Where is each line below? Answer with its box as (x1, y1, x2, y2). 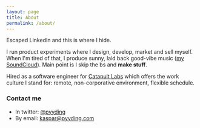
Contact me (6, 94, 42, 103)
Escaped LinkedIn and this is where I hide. (6, 37, 112, 44)
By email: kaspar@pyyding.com (15, 114, 95, 121)
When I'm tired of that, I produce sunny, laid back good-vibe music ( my (6, 55, 184, 62)
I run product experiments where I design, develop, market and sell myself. (6, 48, 193, 56)
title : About (6, 14, 39, 21)
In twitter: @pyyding (15, 108, 65, 115)
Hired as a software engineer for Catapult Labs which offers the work (6, 73, 179, 80)
